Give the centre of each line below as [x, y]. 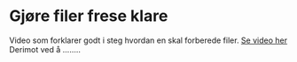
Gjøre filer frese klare [89, 16]
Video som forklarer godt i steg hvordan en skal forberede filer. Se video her [148, 40]
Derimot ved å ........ [45, 49]
